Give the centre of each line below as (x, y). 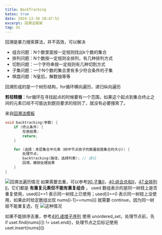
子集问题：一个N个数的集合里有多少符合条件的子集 (62, 70)
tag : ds (13, 28)
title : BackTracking (26, 9)
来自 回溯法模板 (20, 113)
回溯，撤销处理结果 (39, 163)
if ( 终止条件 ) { (29, 127)
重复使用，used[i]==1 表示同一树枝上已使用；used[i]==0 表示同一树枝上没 (79, 194)
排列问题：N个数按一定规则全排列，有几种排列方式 (62, 58)
